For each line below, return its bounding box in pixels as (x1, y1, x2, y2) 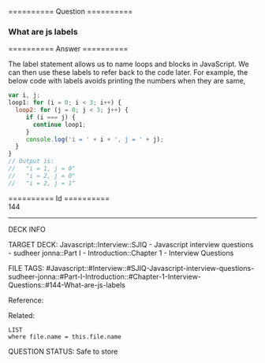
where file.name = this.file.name (8, 332, 122, 341)
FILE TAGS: (8, 263, 45, 272)
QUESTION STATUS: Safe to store (8, 346, 118, 356)
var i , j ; (8, 91, 41, 99)
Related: (8, 310, 35, 320)
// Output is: (8, 157, 55, 165)
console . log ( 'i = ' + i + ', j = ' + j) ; (25, 135, 164, 143)
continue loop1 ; (32, 120, 87, 128)
